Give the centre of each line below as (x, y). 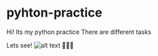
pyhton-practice (55, 13)
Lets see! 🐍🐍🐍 (40, 45)
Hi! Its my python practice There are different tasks (79, 32)
